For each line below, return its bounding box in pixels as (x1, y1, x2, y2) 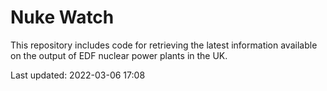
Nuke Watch (10, 6, 115, 29)
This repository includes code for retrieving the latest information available (10, 39, 318, 51)
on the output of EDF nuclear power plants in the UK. (10, 49, 228, 61)
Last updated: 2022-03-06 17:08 (10, 69, 146, 81)
